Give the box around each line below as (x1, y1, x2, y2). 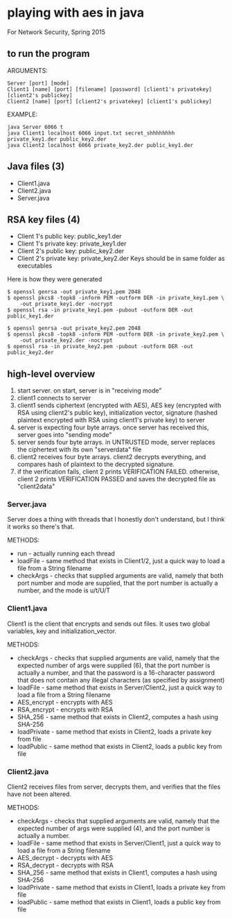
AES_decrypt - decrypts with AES (17, 854, 113, 862)
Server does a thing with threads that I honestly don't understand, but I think (7, 515, 225, 524)
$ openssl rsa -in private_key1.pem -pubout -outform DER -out (7, 307, 194, 314)
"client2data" (17, 482, 55, 490)
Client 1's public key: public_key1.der (17, 232, 123, 241)
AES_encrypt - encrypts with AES (17, 698, 113, 706)
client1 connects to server (17, 394, 91, 402)
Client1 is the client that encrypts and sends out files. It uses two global (7, 619, 210, 628)
